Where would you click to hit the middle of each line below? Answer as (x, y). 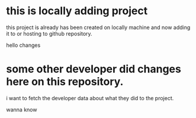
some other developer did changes (94, 69)
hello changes (23, 45)
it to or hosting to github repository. (49, 33)
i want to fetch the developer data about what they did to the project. (90, 98)
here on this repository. (65, 82)
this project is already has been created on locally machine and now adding (98, 27)
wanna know (22, 109)
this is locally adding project (77, 11)
